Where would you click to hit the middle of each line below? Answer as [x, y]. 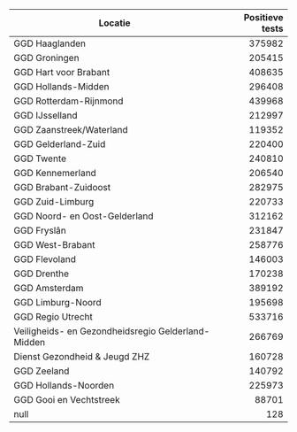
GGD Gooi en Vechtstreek [67, 400]
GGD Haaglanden [50, 43]
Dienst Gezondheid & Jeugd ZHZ [82, 356]
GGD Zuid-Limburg [54, 201]
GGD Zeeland [42, 371]
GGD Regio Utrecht [53, 316]
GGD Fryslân [40, 231]
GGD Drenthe [41, 274]
